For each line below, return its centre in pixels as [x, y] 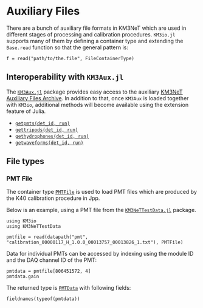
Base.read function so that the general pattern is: [67, 47]
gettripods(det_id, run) [46, 130]
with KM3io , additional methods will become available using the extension [98, 104]
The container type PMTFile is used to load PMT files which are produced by [102, 192]
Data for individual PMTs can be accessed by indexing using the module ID [100, 254]
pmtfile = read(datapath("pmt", [47, 237]
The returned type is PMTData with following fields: [69, 288]
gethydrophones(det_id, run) [52, 136]
